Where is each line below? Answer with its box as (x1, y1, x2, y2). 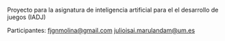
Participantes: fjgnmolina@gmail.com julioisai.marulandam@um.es (7, 27, 196, 34)
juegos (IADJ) (7, 13, 46, 21)
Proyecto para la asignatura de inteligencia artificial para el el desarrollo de (7, 6, 219, 14)
